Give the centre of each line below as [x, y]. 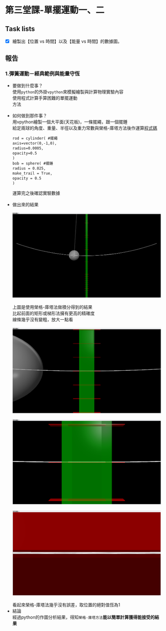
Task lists [20, 29]
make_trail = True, [32, 173]
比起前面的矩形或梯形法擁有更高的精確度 [53, 313]
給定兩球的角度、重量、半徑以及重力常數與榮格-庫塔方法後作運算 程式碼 [85, 128]
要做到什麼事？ [27, 85]
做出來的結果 [25, 204]
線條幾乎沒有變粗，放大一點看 [42, 320]
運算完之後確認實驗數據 [36, 193]
